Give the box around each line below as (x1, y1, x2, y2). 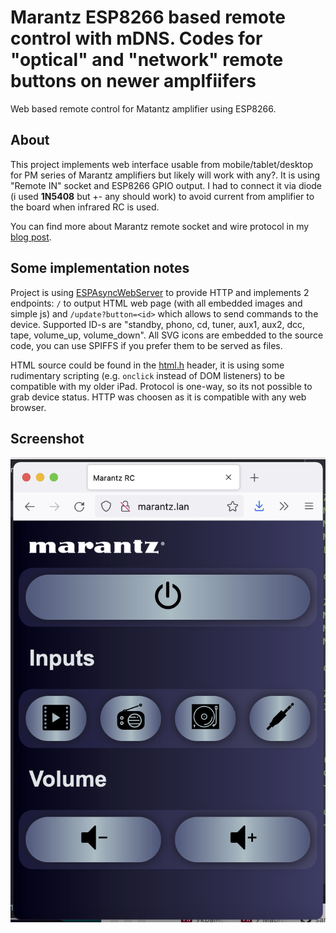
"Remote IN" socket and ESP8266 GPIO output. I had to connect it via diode (10, 179, 323, 191)
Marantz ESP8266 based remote (10, 6, 286, 29)
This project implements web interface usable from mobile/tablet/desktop (10, 158, 314, 170)
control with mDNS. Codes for (10, 27, 263, 50)
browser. (10, 401, 47, 413)
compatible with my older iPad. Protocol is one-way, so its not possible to (10, 380, 313, 392)
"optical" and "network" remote (10, 49, 284, 71)
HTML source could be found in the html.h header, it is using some (10, 359, 285, 371)
